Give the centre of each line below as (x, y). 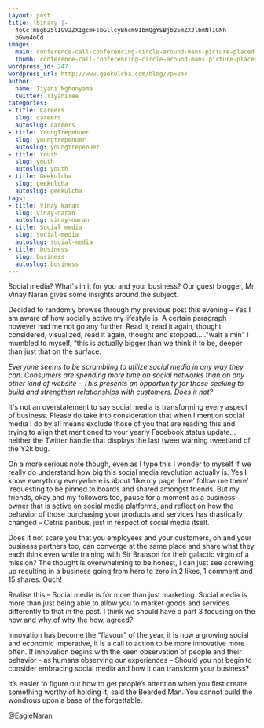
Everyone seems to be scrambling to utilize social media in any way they (126, 367)
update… (222, 432)
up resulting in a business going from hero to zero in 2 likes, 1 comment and (130, 572)
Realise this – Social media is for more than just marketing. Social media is (128, 595)
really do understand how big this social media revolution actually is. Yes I (128, 472)
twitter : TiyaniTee (47, 96)
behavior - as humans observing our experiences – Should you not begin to (130, 660)
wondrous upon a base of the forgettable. (75, 700)
